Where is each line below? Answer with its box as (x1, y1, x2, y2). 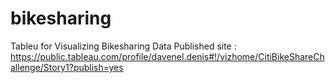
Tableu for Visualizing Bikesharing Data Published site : (10, 40, 237, 52)
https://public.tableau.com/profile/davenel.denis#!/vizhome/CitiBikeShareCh (10, 50, 325, 62)
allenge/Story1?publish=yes (10, 61, 124, 73)
